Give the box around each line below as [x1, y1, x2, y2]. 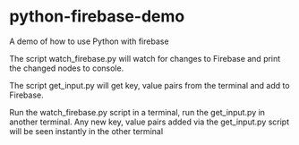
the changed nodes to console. [9, 63, 124, 73]
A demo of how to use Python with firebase [9, 36, 169, 47]
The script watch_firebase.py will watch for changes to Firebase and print [9, 53, 281, 64]
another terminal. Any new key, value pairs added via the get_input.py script [9, 116, 290, 127]
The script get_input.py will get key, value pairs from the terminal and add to [9, 80, 290, 90]
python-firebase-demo [9, 6, 185, 27]
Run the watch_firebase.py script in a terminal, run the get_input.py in [9, 107, 266, 117]
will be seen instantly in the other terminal [9, 125, 164, 136]
